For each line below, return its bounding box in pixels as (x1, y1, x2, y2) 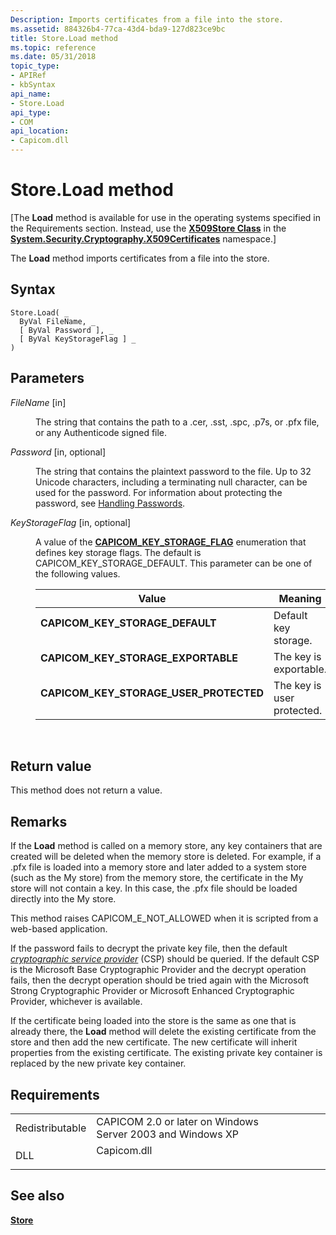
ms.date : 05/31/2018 (10, 52, 97, 62)
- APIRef (10, 71, 47, 81)
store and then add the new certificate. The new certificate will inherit (10, 1036, 298, 1048)
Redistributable (15, 1121, 87, 1135)
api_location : (10, 126, 70, 136)
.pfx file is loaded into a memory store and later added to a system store (10, 861, 307, 873)
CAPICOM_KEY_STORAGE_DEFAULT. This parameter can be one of (35, 557, 313, 569)
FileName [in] (10, 396, 67, 408)
